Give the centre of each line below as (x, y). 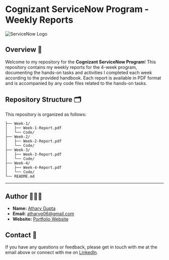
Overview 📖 (24, 50)
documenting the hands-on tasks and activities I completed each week (79, 72)
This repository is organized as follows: (46, 114)
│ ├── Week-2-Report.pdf (33, 141)
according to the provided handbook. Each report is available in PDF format (83, 78)
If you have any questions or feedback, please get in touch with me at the (81, 247)
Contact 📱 (21, 235)
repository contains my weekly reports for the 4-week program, (71, 67)
